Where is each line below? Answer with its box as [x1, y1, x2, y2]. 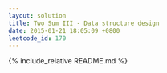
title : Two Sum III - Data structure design [8, 19, 160, 27]
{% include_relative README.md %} [8, 56, 128, 66]
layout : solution [8, 11, 67, 20]
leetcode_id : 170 [8, 34, 67, 43]
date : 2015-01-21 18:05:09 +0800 [8, 26, 120, 34]
